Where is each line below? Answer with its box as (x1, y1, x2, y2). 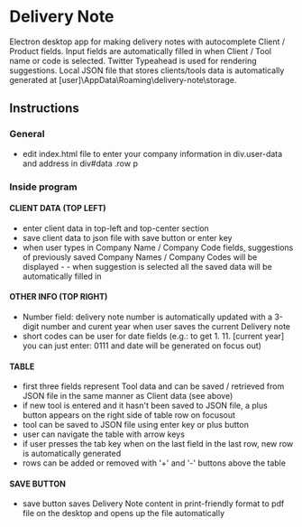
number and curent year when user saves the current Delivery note (41, 320, 291, 331)
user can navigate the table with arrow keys (22, 429, 185, 439)
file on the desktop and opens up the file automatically (22, 508, 225, 519)
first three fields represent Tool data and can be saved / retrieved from (22, 381, 285, 392)
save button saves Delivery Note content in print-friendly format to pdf (22, 498, 285, 509)
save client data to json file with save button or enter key (22, 232, 233, 243)
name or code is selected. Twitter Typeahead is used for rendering (9, 55, 257, 66)
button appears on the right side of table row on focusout (22, 410, 236, 421)
